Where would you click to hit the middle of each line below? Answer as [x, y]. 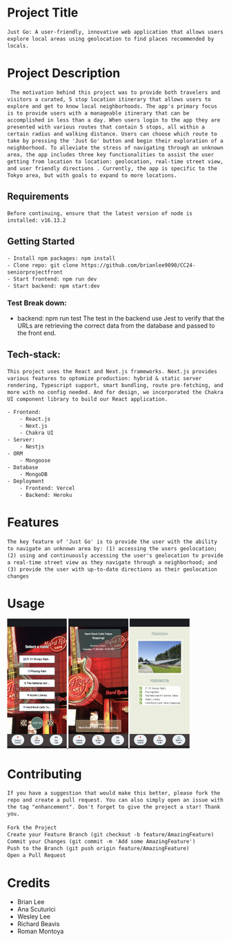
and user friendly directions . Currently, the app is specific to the [112, 168]
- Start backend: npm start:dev [53, 286]
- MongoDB [34, 474]
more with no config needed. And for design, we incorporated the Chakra [115, 392]
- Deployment [26, 481]
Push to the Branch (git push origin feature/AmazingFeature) [98, 849]
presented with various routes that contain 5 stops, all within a [106, 127]
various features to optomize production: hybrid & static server [104, 378]
